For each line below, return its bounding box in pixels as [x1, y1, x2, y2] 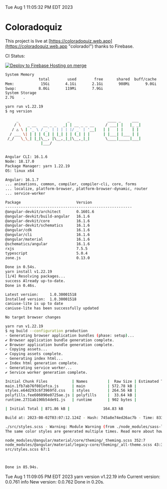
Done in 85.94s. [5, 465, 39, 470]
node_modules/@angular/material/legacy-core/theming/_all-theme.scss [5, 442, 153, 447]
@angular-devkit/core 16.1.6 [5, 218, 90, 223]
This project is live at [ [5, 38, 51, 44]
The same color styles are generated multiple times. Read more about [5, 429, 155, 434]
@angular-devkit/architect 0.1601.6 [5, 209, 94, 214]
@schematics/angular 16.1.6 [5, 241, 90, 246]
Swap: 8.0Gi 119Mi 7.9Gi [5, 86, 103, 91]
